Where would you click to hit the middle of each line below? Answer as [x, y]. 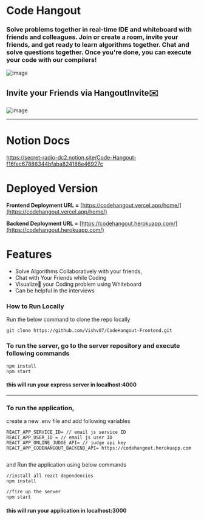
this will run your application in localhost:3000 [66, 510]
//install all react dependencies [50, 476]
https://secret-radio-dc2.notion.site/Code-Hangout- [71, 158]
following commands [38, 354]
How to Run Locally [35, 306]
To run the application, [40, 408]
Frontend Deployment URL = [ [45, 205]
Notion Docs [38, 141]
